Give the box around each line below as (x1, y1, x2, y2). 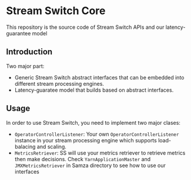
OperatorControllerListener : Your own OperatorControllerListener (14, 131, 179, 138)
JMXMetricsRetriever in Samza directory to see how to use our (14, 162, 166, 169)
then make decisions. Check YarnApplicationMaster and (14, 155, 151, 162)
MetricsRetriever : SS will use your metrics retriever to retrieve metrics (14, 149, 186, 156)
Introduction (6, 47, 53, 57)
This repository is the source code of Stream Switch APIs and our (6, 24, 165, 31)
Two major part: (6, 62, 45, 69)
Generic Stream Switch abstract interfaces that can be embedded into (14, 74, 185, 81)
